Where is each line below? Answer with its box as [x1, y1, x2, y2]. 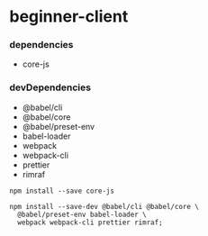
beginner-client [9, 6, 129, 27]
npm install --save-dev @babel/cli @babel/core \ [9, 202, 200, 211]
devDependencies [9, 81, 92, 94]
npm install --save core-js [9, 186, 115, 195]
